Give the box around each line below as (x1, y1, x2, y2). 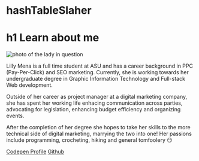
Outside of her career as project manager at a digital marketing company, (6, 93, 188, 101)
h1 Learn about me (6, 31, 99, 45)
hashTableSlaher (6, 4, 92, 17)
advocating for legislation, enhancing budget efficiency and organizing (6, 106, 181, 113)
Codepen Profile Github (6, 148, 65, 156)
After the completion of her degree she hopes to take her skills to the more (6, 124, 191, 131)
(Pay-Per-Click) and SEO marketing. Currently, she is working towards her (6, 69, 189, 76)
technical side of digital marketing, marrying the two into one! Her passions (6, 130, 192, 138)
